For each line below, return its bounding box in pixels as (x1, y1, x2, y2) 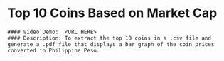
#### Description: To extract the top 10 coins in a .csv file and (7, 34, 212, 42)
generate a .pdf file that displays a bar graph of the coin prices (7, 40, 215, 48)
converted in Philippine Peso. (7, 47, 100, 54)
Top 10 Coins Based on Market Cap (7, 5, 218, 21)
